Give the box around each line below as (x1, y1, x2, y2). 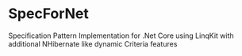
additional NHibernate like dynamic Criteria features (8, 39, 178, 48)
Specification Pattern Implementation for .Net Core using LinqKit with (8, 31, 234, 40)
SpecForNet (8, 5, 90, 23)
